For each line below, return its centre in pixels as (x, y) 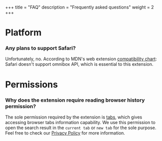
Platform (23, 33)
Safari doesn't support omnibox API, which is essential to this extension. (79, 64)
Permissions (32, 84)
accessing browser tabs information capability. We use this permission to (80, 122)
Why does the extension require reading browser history (75, 100)
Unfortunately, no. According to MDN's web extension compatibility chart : (81, 59)
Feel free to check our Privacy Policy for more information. (65, 133)
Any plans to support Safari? (41, 48)
